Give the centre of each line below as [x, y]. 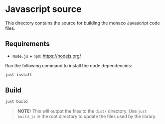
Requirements [27, 44]
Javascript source [43, 9]
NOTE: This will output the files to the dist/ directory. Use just [82, 111]
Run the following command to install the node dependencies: [69, 65]
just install [19, 75]
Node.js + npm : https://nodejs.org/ [47, 56]
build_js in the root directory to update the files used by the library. [87, 117]
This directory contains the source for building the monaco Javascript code [83, 23]
